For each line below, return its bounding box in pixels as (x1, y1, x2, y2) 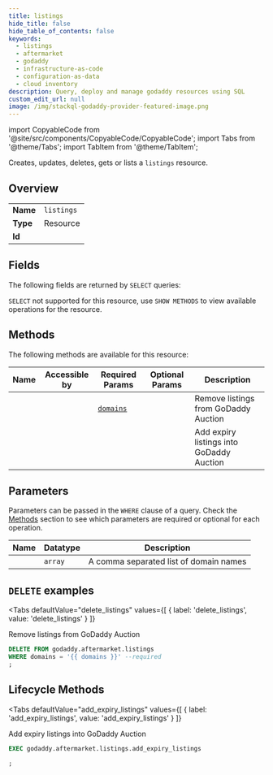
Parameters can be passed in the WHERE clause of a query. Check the (8, 505, 238, 516)
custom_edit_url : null (8, 95, 85, 103)
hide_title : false (8, 19, 71, 28)
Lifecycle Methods (8, 683, 105, 697)
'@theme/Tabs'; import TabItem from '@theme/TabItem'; (8, 142, 198, 152)
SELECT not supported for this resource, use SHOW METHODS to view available (8, 296, 257, 305)
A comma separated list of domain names (88, 556, 247, 567)
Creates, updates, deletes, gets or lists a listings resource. (8, 158, 209, 167)
